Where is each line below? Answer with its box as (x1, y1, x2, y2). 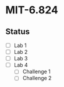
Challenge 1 (22, 68, 51, 75)
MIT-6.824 (5, 3, 59, 17)
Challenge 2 (22, 75, 52, 82)
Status (5, 27, 30, 37)
